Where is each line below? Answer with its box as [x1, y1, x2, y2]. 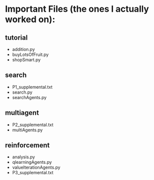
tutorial [5, 33, 28, 42]
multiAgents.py [12, 127, 43, 133]
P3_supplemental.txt [12, 170, 54, 176]
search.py [12, 89, 33, 95]
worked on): [5, 14, 55, 25]
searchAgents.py [12, 94, 47, 100]
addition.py [12, 47, 35, 52]
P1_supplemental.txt [12, 84, 53, 90]
